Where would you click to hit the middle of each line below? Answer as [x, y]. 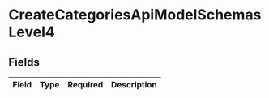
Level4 [32, 32]
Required [85, 85]
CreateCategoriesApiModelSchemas [135, 15]
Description [134, 85]
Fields [24, 62]
